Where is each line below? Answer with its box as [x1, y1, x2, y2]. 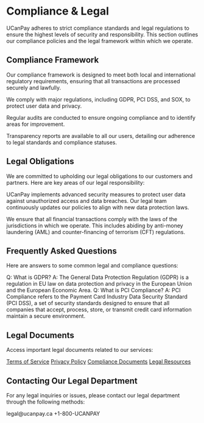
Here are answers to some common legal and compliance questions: [6, 262, 178, 269]
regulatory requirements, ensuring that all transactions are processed [6, 77, 180, 84]
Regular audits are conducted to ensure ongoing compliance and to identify [6, 114, 196, 121]
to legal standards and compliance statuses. [6, 139, 118, 146]
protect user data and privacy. [6, 102, 82, 109]
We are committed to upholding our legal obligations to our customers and [6, 172, 193, 180]
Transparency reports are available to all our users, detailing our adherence [6, 132, 195, 139]
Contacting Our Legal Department [6, 376, 138, 386]
